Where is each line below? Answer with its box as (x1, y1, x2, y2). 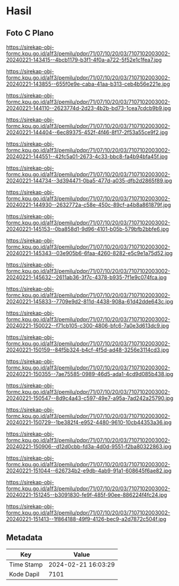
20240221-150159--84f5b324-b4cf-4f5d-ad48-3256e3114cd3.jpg (6, 346, 170, 353)
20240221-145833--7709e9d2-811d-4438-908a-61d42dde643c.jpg (6, 298, 174, 305)
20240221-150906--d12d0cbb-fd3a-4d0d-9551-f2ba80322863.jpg (6, 443, 172, 450)
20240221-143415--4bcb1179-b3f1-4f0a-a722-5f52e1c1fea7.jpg (6, 57, 162, 63)
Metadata (6, 532, 43, 543)
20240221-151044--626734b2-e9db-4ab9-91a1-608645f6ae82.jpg (6, 467, 172, 474)
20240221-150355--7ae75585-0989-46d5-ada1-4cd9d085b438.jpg (6, 371, 174, 377)
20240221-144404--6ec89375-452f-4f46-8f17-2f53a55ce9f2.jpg (6, 129, 168, 136)
